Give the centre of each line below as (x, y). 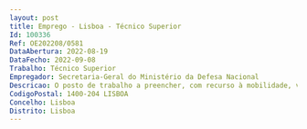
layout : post (34, 18)
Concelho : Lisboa (42, 102)
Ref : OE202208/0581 (47, 43)
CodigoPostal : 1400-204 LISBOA (69, 94)
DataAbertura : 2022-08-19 (58, 52)
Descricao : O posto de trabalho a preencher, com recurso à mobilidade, (151, 85)
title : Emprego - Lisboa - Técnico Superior (95, 26)
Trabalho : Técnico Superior (63, 69)
